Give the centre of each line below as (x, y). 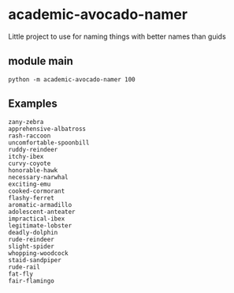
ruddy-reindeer (33, 149)
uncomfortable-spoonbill (49, 143)
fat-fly (21, 274)
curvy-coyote (30, 163)
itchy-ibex (26, 156)
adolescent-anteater (42, 212)
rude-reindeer (32, 239)
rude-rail (24, 267)
